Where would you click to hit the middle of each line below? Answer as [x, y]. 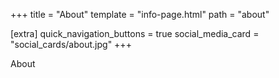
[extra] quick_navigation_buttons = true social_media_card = [135, 33]
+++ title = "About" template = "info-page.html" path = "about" [140, 14]
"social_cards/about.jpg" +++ [71, 44]
